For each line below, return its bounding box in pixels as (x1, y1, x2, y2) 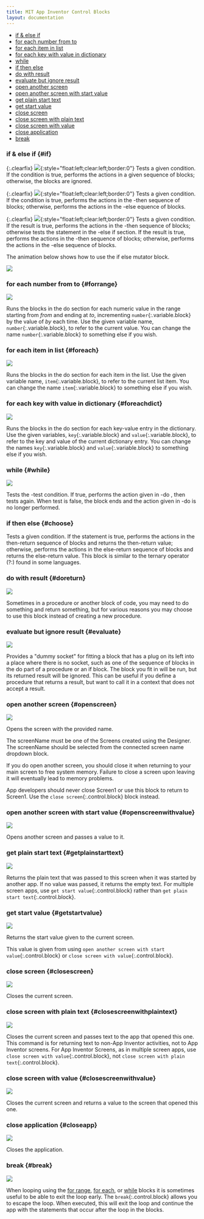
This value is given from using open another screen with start (6, 946, 165, 953)
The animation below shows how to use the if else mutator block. (6, 253, 169, 260)
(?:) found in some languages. (6, 559, 81, 566)
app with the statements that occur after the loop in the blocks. (6, 1206, 164, 1213)
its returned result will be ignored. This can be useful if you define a (6, 672, 177, 679)
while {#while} (6, 466, 51, 474)
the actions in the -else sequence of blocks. (6, 241, 117, 248)
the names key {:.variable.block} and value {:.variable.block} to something (6, 444, 189, 451)
